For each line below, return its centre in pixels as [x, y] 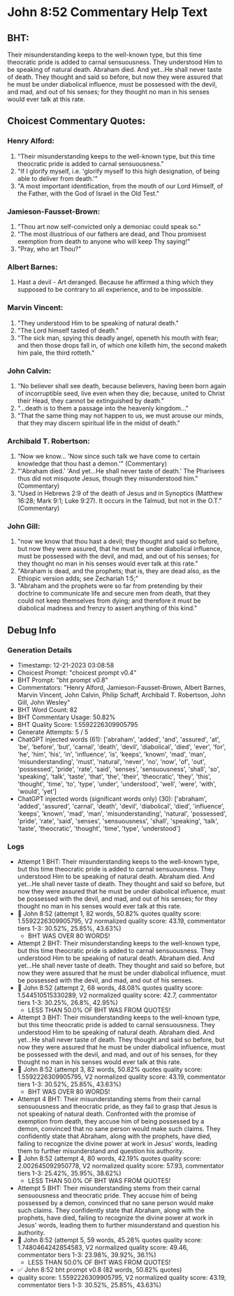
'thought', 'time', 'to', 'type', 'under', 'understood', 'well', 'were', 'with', [117, 784]
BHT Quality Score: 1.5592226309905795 [78, 725]
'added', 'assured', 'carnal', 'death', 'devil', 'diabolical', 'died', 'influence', [121, 807]
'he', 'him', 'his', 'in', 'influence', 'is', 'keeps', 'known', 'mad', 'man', [112, 754]
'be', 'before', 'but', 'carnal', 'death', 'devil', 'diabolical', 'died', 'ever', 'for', [122, 747]
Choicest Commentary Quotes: [76, 121]
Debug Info [32, 630]
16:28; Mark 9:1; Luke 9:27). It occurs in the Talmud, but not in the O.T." [119, 501]
